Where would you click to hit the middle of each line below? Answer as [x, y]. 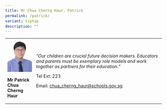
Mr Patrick [18, 80]
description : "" [22, 26]
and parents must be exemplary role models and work [91, 61]
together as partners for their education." [78, 67]
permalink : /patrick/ [28, 16]
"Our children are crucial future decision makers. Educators [97, 56]
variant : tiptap [22, 21]
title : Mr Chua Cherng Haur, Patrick [44, 10]
